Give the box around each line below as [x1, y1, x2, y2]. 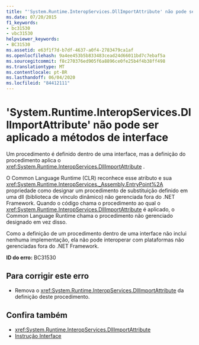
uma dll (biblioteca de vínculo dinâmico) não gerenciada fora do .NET [6, 193, 175, 200]
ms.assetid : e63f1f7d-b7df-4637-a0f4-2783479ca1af [6, 47, 134, 53]
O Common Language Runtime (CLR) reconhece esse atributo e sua [6, 174, 172, 181]
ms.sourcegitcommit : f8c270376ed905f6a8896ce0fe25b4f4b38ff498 [6, 58, 166, 64]
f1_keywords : [6, 20, 38, 25]
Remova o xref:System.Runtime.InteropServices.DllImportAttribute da [14, 286, 184, 294]
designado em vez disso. [6, 218, 67, 225]
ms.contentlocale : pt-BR [6, 69, 68, 75]
